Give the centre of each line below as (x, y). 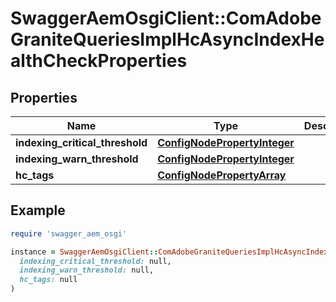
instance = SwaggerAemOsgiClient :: (84, 252)
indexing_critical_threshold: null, (95, 261)
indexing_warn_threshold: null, (87, 270)
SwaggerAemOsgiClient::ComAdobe (166, 18)
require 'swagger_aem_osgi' (69, 233)
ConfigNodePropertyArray (222, 175)
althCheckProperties (99, 61)
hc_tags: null (48, 280)
